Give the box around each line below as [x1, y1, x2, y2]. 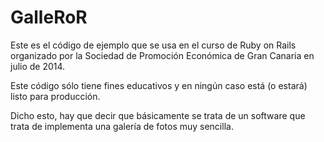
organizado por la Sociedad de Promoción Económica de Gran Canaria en [10, 49, 315, 61]
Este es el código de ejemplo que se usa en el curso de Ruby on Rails [10, 39, 297, 51]
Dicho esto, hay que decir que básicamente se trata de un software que [10, 109, 306, 121]
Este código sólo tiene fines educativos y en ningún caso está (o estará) [10, 79, 308, 91]
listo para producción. [10, 90, 101, 102]
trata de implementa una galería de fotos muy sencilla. [10, 120, 234, 132]
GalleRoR [10, 6, 88, 29]
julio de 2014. [10, 60, 66, 72]
